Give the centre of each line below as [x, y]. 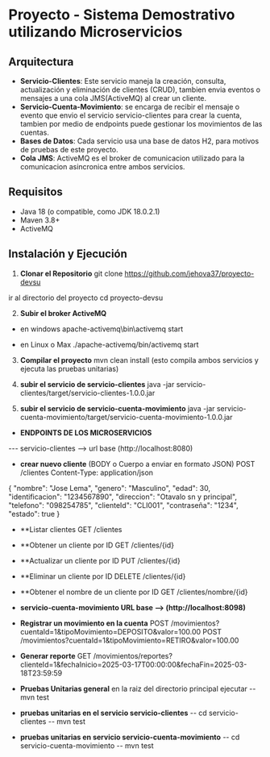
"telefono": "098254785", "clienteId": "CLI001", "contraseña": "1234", [124, 505]
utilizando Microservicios [96, 32]
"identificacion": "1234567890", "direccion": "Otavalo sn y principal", [123, 497]
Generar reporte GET [56, 655]
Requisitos [35, 192]
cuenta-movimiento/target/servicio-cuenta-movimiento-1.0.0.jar [126, 417]
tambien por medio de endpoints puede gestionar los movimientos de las [141, 124]
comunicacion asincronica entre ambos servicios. [102, 166]
